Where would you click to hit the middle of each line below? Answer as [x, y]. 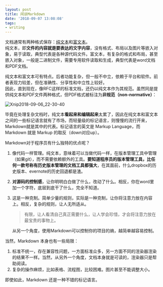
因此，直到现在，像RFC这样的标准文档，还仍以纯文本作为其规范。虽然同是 [79, 89]
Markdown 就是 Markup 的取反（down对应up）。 [53, 133]
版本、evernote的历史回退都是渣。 [51, 171]
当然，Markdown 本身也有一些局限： [42, 241]
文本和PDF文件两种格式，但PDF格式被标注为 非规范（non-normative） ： [85, 95]
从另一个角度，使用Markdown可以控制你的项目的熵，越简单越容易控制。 [84, 231]
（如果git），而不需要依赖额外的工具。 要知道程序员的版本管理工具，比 [81, 159]
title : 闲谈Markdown [25, 14]
